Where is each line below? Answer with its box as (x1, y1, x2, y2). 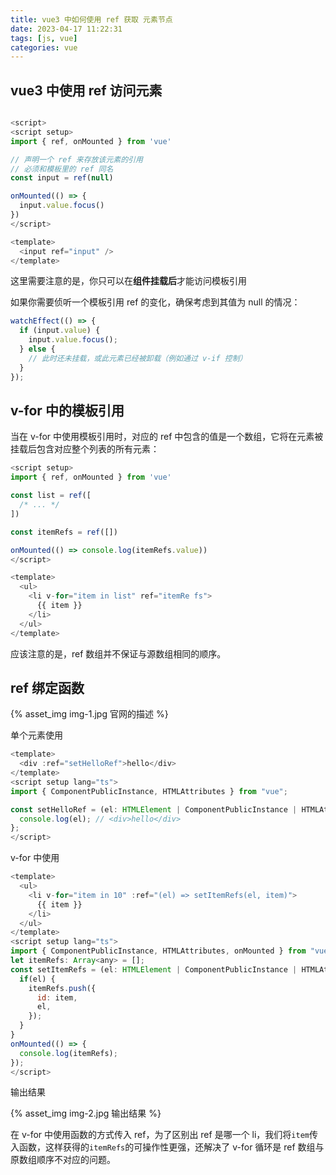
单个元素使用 (10, 729, 63, 741)
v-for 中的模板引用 (10, 402, 125, 419)
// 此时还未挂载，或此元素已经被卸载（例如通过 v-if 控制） (28, 353, 248, 363)
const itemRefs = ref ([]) (10, 527, 118, 537)
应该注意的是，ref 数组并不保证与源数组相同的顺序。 (10, 647, 227, 660)
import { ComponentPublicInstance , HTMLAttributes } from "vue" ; (10, 786, 288, 796)
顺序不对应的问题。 (36, 1154, 116, 1166)
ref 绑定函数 (10, 679, 85, 696)
